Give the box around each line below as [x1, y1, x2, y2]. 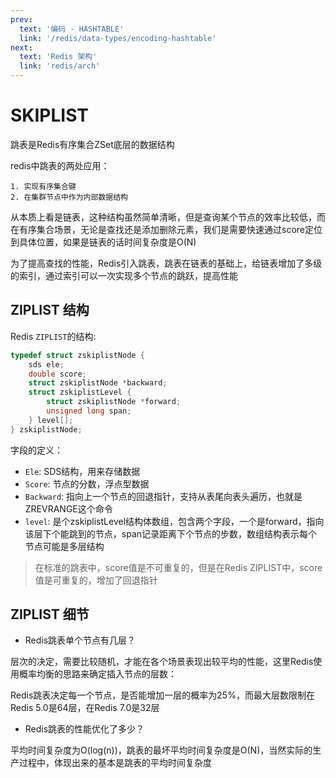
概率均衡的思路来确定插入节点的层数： [18, 668, 177, 680]
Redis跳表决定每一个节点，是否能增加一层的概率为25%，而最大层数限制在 [10, 689, 315, 701]
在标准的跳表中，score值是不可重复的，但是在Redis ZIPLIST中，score [34, 561, 323, 573]
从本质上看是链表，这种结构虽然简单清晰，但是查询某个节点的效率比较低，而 [10, 211, 326, 223]
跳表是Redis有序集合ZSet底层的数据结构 [10, 138, 175, 150]
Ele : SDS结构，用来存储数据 [24, 465, 141, 477]
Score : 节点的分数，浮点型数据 [24, 477, 150, 490]
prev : [10, 14, 33, 25]
